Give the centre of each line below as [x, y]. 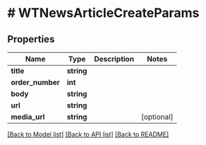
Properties [31, 39]
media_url [28, 117]
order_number [35, 82]
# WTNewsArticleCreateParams [103, 13]
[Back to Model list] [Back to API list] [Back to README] [88, 134]
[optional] [157, 117]
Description [114, 59]
